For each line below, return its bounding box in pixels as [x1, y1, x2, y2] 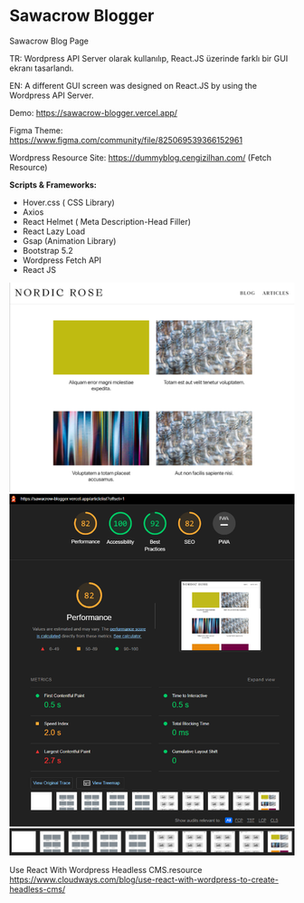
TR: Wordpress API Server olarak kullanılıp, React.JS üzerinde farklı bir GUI [9, 53, 289, 63]
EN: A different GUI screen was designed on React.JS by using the [9, 80, 258, 91]
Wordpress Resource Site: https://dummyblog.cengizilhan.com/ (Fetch [9, 151, 272, 163]
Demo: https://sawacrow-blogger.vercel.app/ [9, 107, 178, 118]
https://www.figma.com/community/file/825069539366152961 [9, 134, 242, 145]
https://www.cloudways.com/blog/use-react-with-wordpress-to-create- [9, 874, 279, 885]
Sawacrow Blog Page [9, 35, 89, 46]
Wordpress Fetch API [22, 255, 102, 266]
